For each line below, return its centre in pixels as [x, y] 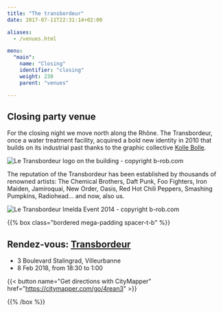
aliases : [20, 32]
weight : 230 [36, 76]
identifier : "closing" [52, 70]
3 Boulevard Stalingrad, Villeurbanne [69, 261]
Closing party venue [51, 116]
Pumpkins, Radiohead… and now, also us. [66, 196]
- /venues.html [35, 38]
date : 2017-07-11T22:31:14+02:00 [55, 20]
